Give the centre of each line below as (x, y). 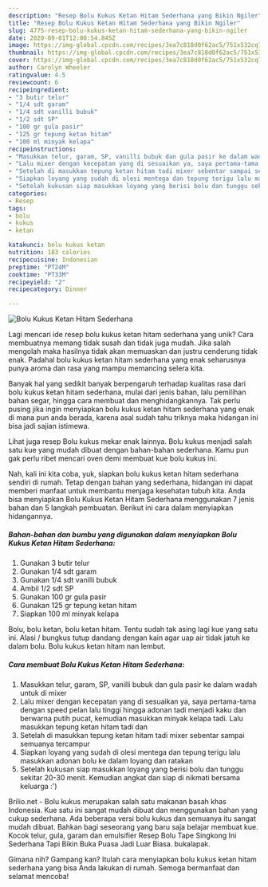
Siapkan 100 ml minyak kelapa (69, 614)
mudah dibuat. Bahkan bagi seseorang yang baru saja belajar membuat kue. (133, 827)
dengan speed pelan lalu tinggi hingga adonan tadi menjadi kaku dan (133, 710)
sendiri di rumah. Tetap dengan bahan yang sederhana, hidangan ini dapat (131, 482)
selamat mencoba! (39, 877)
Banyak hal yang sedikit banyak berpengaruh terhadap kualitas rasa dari (127, 384)
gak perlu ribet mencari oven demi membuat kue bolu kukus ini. (113, 458)
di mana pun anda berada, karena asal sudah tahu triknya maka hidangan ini (133, 418)
